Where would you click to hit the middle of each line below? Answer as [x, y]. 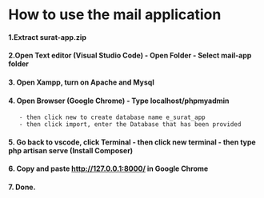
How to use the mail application [115, 15]
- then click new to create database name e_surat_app [112, 117]
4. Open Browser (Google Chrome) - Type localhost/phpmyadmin [119, 101]
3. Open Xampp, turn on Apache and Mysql [81, 82]
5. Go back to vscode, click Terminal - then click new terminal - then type [132, 142]
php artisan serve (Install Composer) [71, 150]
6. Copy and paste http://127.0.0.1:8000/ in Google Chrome [108, 168]
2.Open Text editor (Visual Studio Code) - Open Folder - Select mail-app [130, 55]
